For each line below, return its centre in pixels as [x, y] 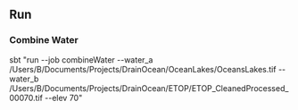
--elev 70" [63, 97]
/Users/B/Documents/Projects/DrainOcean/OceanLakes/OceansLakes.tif [143, 69]
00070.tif [26, 97]
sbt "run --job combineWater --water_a [81, 59]
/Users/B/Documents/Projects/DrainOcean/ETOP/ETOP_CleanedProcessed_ [149, 88]
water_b [24, 79]
